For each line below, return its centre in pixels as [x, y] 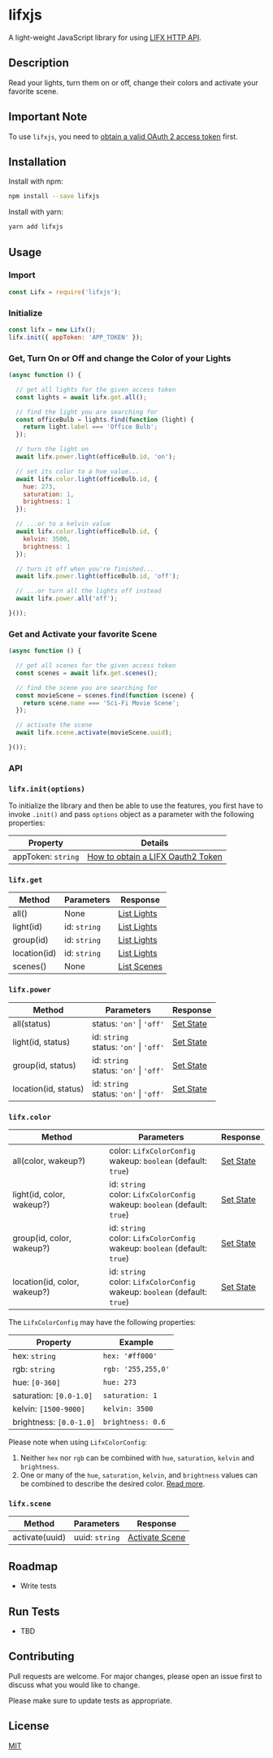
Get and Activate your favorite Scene [83, 634]
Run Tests [34, 1611]
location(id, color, [46, 1282]
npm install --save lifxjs [54, 197]
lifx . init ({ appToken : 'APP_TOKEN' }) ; [76, 337]
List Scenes [140, 966]
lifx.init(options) [47, 789]
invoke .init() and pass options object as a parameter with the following [131, 814]
